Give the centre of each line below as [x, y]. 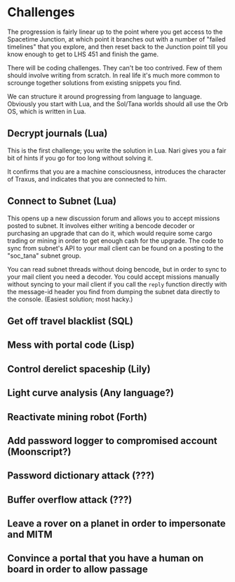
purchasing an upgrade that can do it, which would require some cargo [110, 233]
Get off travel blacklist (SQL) [70, 321]
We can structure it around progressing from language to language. [105, 96]
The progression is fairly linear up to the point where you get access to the [115, 32]
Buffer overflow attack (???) [70, 499]
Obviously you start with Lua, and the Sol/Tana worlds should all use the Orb [118, 103]
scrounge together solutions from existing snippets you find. [94, 82]
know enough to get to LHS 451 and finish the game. [83, 54]
